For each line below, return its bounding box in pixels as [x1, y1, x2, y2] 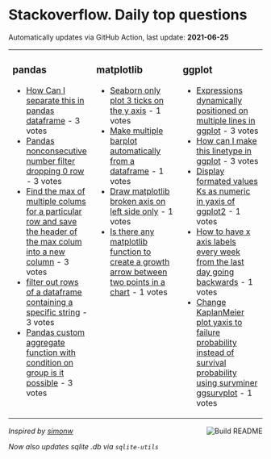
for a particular [26, 206, 82, 217]
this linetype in [196, 145, 252, 156]
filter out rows [26, 276, 79, 287]
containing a [26, 296, 73, 307]
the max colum [26, 236, 82, 247]
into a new [26, 246, 66, 257]
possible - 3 [26, 377, 73, 388]
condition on [26, 357, 74, 368]
